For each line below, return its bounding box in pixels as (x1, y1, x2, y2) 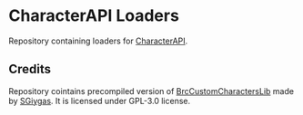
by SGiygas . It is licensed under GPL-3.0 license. (8, 95, 191, 106)
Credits (8, 62, 52, 77)
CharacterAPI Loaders (8, 5, 179, 26)
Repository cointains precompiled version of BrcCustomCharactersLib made (8, 85, 295, 96)
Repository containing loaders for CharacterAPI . (8, 35, 188, 46)
